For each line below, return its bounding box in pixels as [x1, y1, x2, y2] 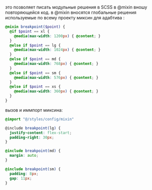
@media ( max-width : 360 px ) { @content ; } [14, 89, 99, 94]
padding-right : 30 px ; [9, 135, 54, 140]
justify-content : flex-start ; [9, 130, 72, 135]
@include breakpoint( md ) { [5, 148, 61, 153]
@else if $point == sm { [9, 70, 61, 75]
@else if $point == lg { [9, 43, 61, 48]
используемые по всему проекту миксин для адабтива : [5, 15, 125, 20]
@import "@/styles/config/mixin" [5, 117, 74, 122]
